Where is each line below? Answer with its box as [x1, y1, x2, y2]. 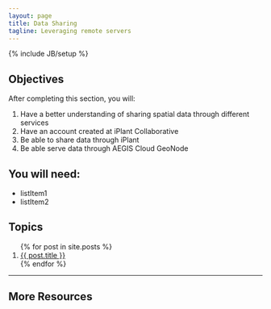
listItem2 [19, 197, 49, 207]
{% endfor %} [19, 259, 67, 269]
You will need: [8, 167, 81, 181]
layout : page [8, 11, 52, 20]
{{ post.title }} [19, 250, 66, 260]
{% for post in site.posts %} [19, 241, 113, 251]
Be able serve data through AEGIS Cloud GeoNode [19, 144, 189, 153]
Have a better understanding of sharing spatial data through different [19, 110, 250, 119]
